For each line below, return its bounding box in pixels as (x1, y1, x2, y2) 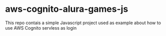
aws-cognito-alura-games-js (5, 3, 128, 15)
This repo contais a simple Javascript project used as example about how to (5, 20, 162, 26)
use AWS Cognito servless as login (5, 25, 77, 31)
